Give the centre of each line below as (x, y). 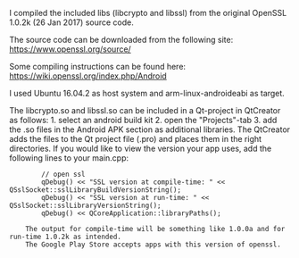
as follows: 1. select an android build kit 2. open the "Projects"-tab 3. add (143, 120)
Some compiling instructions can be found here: (97, 67)
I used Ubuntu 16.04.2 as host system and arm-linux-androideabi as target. (147, 93)
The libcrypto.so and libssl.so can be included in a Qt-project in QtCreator (145, 110)
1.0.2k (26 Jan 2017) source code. (71, 22)
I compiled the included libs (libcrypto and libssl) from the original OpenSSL (148, 13)
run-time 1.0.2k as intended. (66, 237)
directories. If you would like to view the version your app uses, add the (141, 148)
